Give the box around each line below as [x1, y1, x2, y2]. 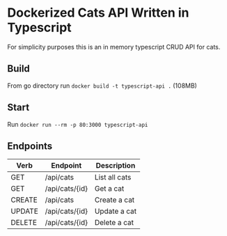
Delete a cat [94, 218, 134, 228]
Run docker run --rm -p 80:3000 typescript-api [7, 120, 148, 128]
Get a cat [94, 184, 125, 194]
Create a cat [94, 195, 135, 205]
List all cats [94, 173, 132, 182]
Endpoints [7, 140, 53, 152]
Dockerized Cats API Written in [7, 5, 189, 21]
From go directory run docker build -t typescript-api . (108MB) [7, 81, 197, 90]
